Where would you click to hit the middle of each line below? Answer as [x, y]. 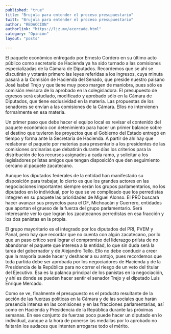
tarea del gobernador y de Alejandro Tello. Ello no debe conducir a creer [81, 251]
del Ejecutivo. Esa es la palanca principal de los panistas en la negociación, [84, 273]
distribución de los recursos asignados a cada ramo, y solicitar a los [77, 155]
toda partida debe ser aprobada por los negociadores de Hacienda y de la [83, 261]
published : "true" [25, 10]
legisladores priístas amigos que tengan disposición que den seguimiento [82, 160]
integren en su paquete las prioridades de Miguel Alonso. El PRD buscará [82, 197]
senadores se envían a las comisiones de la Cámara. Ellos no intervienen [82, 107]
